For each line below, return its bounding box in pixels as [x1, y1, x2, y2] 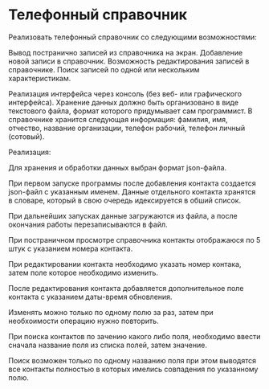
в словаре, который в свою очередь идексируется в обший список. [8, 195, 242, 205]
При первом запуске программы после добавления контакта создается [8, 178, 257, 188]
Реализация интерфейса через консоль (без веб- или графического [8, 88, 243, 98]
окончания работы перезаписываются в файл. [8, 219, 168, 229]
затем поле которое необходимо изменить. [8, 268, 159, 277]
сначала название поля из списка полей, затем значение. [8, 340, 207, 350]
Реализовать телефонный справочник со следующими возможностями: [8, 32, 257, 42]
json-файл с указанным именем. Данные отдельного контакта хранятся [8, 186, 256, 196]
